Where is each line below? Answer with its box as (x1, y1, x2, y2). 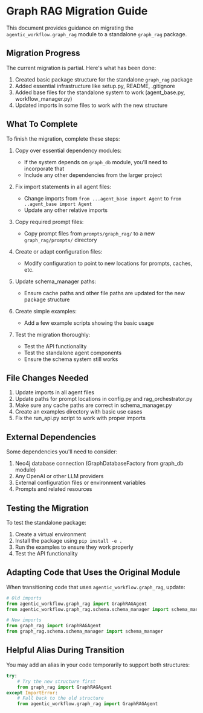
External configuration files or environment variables (14, 479, 146, 487)
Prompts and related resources (14, 485, 92, 493)
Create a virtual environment (14, 531, 86, 538)
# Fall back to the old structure (17, 695, 104, 702)
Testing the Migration (6, 503, 89, 513)
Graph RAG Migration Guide (6, 4, 148, 18)
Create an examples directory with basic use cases (14, 408, 143, 415)
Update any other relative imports (24, 206, 108, 214)
